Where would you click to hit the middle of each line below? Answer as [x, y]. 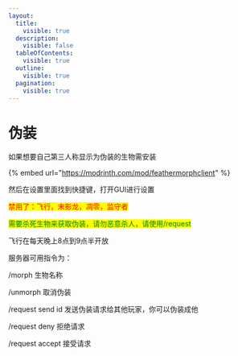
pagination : [36, 83]
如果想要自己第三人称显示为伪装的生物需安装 [82, 157]
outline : [30, 68]
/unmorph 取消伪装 [40, 292]
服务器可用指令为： [40, 258]
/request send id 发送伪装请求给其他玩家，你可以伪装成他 [103, 309]
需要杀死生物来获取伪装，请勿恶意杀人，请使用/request [100, 224]
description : [37, 38]
